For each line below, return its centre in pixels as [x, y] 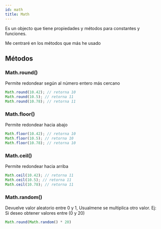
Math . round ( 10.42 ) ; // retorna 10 [41, 92]
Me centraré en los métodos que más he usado [53, 43]
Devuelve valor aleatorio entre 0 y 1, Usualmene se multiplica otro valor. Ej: [81, 208]
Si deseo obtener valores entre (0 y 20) [45, 213]
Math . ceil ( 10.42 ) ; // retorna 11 [39, 175]
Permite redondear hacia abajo [36, 125]
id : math [14, 10]
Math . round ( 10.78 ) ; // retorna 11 [41, 101]
